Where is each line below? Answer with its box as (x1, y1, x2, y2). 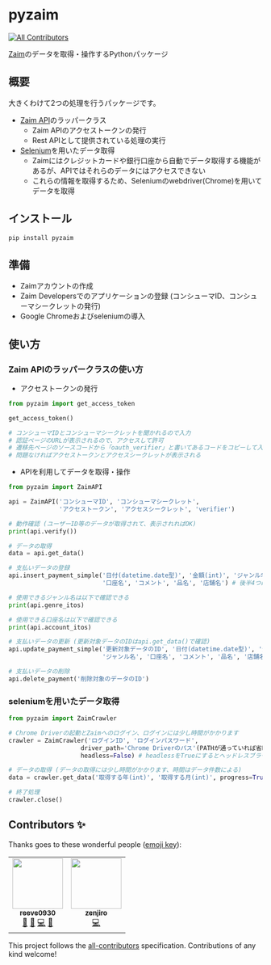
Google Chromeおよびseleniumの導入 (19, 311, 145, 321)
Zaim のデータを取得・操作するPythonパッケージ (8, 48, 169, 58)
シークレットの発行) (34, 301, 101, 311)
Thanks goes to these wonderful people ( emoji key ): (8, 839, 182, 849)
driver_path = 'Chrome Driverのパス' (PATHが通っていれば (80, 744, 256, 752)
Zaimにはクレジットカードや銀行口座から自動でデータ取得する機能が (31, 155, 261, 165)
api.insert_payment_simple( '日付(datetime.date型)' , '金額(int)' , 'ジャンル (8, 571, 261, 579)
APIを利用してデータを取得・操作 (19, 467, 131, 477)
